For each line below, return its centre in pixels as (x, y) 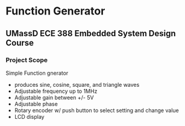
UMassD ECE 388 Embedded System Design (91, 33)
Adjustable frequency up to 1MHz (56, 91)
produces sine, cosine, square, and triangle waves (77, 84)
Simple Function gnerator (37, 73)
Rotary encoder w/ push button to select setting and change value (96, 110)
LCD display (29, 116)
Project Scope (27, 60)
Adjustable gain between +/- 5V (54, 97)
